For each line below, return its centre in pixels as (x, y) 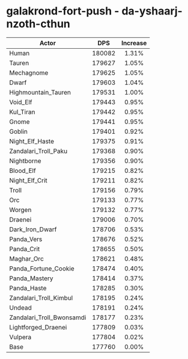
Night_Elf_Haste (32, 141)
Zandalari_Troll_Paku (38, 151)
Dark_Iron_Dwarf (33, 229)
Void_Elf (21, 102)
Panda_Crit (25, 249)
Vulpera (20, 337)
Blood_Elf (23, 170)
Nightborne (25, 161)
